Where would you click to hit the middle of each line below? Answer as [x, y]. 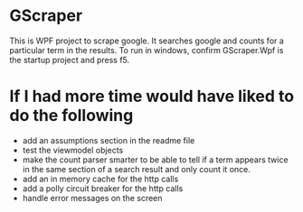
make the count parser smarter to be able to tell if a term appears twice [155, 160]
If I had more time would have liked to [152, 97]
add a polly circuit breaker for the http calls [103, 188]
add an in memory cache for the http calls [100, 179]
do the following [71, 116]
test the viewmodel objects [73, 150]
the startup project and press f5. [70, 60]
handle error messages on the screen [92, 198]
